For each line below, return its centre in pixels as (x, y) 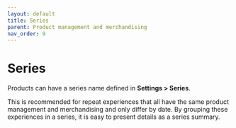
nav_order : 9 (27, 34)
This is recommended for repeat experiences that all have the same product (118, 102)
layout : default (31, 14)
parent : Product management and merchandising (77, 27)
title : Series (28, 21)
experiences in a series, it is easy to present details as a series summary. (114, 117)
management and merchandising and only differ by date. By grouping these (118, 110)
